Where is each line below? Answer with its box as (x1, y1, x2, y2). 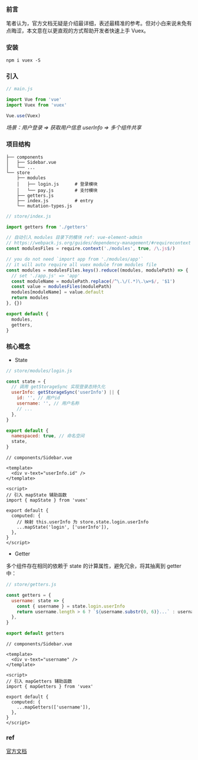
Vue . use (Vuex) (6, 112, 41, 119)
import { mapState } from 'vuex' (6, 497, 88, 503)
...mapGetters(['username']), (16, 704, 91, 710)
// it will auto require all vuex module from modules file (6, 261, 157, 267)
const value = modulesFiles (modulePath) (11, 284, 112, 290)
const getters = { (6, 592, 51, 598)
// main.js (6, 86, 33, 92)
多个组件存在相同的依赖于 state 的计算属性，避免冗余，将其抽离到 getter (6, 562, 181, 570)
